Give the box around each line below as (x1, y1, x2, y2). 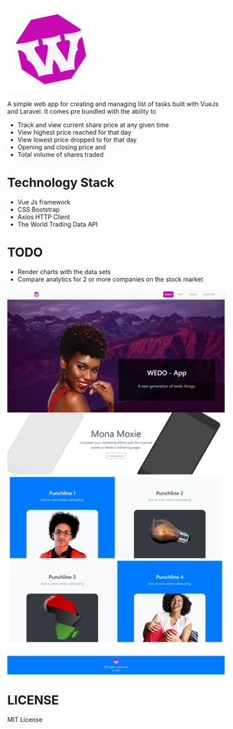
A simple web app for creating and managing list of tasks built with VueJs (7, 100, 219, 108)
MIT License (7, 715, 43, 723)
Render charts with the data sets (17, 267, 112, 276)
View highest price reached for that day (17, 128, 132, 136)
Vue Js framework (17, 197, 71, 206)
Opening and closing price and (17, 143, 106, 151)
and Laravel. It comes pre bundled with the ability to (7, 107, 157, 115)
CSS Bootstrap (17, 205, 60, 213)
